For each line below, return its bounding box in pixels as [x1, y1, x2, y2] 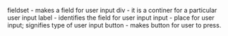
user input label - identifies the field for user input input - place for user [7, 13, 215, 22]
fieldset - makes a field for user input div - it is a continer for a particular [7, 6, 217, 14]
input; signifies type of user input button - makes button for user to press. [7, 21, 222, 29]
